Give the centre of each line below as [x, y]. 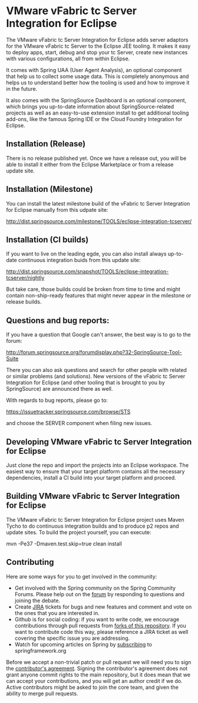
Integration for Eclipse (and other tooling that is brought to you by [85, 382]
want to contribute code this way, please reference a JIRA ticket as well [101, 632]
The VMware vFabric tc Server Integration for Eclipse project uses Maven [95, 519]
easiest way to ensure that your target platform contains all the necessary [95, 471]
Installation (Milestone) [49, 189]
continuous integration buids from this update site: [79, 260]
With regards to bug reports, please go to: [57, 400]
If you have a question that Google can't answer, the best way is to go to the [98, 335]
